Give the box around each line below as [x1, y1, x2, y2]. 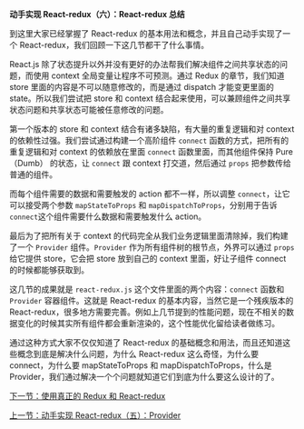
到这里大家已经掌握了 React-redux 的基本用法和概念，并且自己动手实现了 [9, 28, 283, 39]
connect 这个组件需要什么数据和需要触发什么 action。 [9, 211, 207, 222]
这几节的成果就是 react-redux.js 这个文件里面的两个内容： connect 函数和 [9, 284, 285, 294]
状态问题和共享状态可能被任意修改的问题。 [9, 105, 169, 115]
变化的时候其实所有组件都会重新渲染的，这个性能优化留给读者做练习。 [16, 318, 279, 328]
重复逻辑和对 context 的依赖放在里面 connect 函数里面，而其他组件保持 [9, 146, 274, 157]
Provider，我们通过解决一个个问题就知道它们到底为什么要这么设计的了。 [9, 372, 279, 382]
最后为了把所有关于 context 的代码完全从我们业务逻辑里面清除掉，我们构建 [9, 231, 289, 241]
